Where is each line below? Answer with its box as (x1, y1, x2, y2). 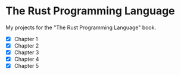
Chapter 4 (14, 55, 39, 63)
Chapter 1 (14, 35, 38, 42)
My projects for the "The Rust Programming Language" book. (5, 24, 156, 31)
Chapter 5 (14, 62, 39, 70)
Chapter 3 (14, 49, 39, 56)
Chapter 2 (14, 42, 39, 49)
